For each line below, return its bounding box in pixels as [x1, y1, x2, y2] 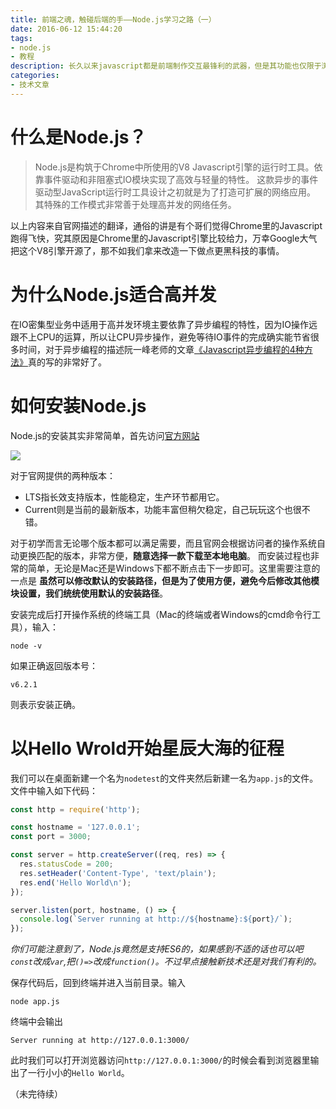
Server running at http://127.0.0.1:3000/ [10, 1036, 190, 1046]
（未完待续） [10, 1088, 63, 1100]
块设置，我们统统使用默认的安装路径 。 [10, 587, 168, 599]
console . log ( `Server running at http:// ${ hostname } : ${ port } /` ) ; [19, 914, 293, 925]
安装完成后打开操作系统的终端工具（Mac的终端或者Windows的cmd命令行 [10, 608, 313, 620]
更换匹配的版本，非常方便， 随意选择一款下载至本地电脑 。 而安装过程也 [18, 549, 311, 561]
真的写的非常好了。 [28, 356, 107, 368]
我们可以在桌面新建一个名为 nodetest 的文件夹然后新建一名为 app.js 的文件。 [10, 772, 319, 784]
